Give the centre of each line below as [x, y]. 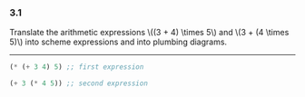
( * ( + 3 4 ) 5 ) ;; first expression [77, 67]
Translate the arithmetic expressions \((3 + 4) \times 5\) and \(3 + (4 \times [149, 33]
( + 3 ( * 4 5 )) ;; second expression [79, 83]
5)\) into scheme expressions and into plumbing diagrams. [118, 42]
